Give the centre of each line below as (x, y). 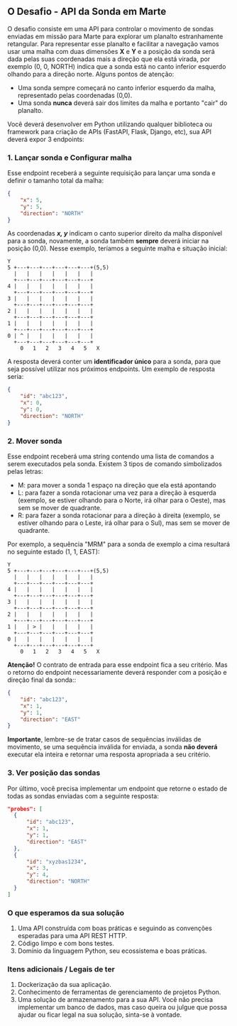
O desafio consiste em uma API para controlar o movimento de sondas (111, 28)
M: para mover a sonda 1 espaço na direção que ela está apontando (117, 485)
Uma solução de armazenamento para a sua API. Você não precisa (115, 1000)
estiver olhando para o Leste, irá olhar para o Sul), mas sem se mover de (124, 523)
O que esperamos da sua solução (66, 912)
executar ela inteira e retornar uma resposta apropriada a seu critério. (109, 754)
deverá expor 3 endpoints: (46, 139)
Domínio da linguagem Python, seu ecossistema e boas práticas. (112, 951)
